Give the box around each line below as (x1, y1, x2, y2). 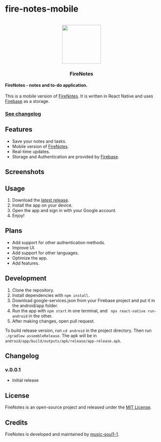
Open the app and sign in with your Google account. (12, 208, 117, 213)
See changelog (5, 110, 41, 117)
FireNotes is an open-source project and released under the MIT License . (5, 404, 152, 410)
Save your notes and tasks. (12, 138, 66, 144)
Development (5, 274, 47, 282)
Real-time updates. (12, 148, 50, 154)
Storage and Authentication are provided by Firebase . (12, 154, 120, 160)
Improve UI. (12, 245, 35, 250)
